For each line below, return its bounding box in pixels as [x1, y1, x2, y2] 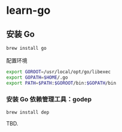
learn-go [6, 4, 51, 17]
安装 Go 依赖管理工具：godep [6, 95, 92, 104]
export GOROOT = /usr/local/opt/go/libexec [6, 68, 111, 75]
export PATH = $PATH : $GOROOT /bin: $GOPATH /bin [6, 80, 117, 86]
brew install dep [6, 109, 50, 115]
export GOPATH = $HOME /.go [6, 74, 68, 80]
